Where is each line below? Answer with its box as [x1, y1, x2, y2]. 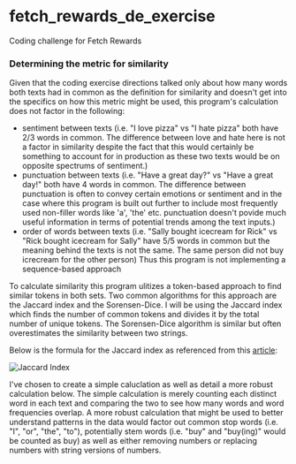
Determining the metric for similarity [9, 57, 170, 70]
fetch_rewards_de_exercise [9, 6, 216, 27]
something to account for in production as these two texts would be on [21, 151, 280, 162]
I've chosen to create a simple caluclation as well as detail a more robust [9, 379, 274, 390]
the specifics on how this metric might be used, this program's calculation [9, 96, 278, 107]
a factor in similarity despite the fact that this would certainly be [21, 141, 254, 152]
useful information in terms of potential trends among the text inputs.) [21, 217, 276, 227]
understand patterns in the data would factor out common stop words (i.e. [9, 417, 278, 428]
